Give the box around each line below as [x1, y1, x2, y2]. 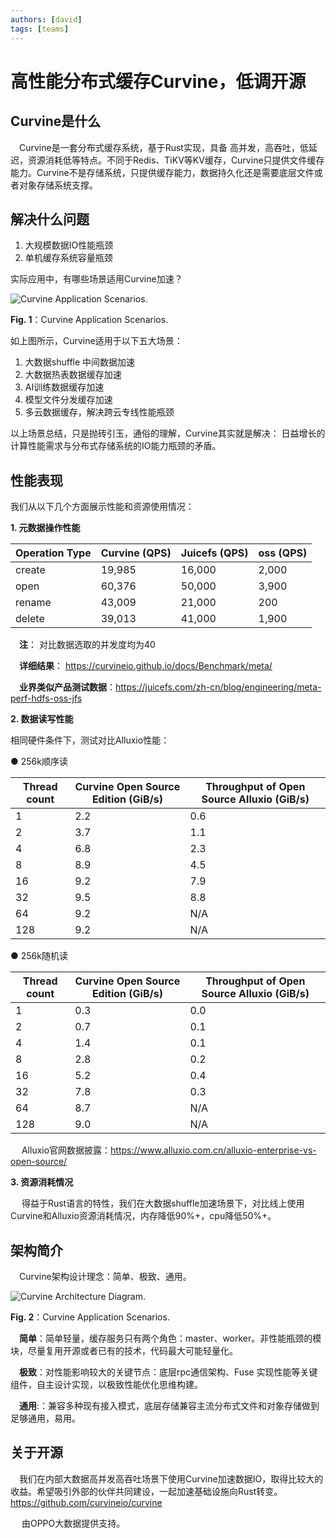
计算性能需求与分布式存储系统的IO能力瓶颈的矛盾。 [10, 440, 222, 452]
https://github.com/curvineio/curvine [10, 1496, 163, 1508]
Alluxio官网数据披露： [21, 1144, 112, 1156]
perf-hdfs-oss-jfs [10, 692, 83, 705]
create [15, 563, 46, 577]
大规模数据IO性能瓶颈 [24, 239, 114, 251]
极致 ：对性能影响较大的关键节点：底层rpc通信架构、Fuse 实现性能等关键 [19, 1366, 318, 1378]
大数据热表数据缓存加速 [24, 369, 122, 381]
